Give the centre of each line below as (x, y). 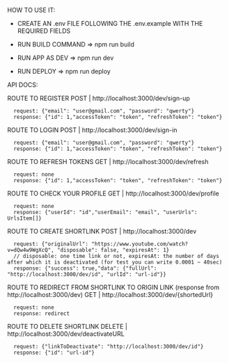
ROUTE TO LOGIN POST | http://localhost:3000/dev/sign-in (92, 130)
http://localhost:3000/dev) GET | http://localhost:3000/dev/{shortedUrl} (110, 295)
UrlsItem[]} (24, 218)
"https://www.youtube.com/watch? (140, 244)
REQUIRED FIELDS (44, 31)
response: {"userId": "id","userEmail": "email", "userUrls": (105, 212)
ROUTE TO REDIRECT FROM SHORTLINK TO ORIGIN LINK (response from (113, 287)
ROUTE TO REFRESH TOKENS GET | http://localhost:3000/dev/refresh (108, 162)
